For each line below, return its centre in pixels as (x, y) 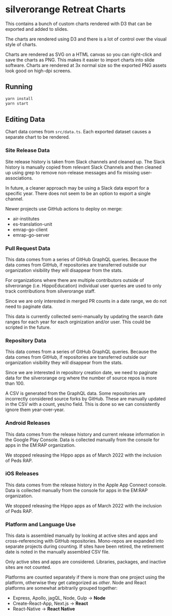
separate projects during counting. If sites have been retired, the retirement (85, 546)
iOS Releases (22, 474)
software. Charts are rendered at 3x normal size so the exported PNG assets (86, 65)
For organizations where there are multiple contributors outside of (75, 280)
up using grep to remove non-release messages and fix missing (72, 172)
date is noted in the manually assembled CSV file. (58, 552)
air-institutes (26, 218)
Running (19, 87)
